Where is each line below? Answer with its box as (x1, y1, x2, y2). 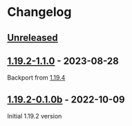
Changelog (7, 4, 72, 20)
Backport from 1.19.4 (7, 73, 66, 82)
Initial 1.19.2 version (7, 112, 62, 120)
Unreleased (7, 32, 59, 44)
